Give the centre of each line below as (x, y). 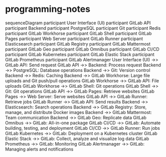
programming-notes (48, 9)
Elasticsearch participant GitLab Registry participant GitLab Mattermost (78, 44)
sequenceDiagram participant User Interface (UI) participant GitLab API (78, 23)
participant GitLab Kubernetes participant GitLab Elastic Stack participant (80, 54)
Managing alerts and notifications (39, 149)
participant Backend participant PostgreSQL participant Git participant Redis (83, 28)
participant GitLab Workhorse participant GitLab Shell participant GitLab (79, 33)
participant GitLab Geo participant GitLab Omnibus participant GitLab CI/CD (82, 49)
